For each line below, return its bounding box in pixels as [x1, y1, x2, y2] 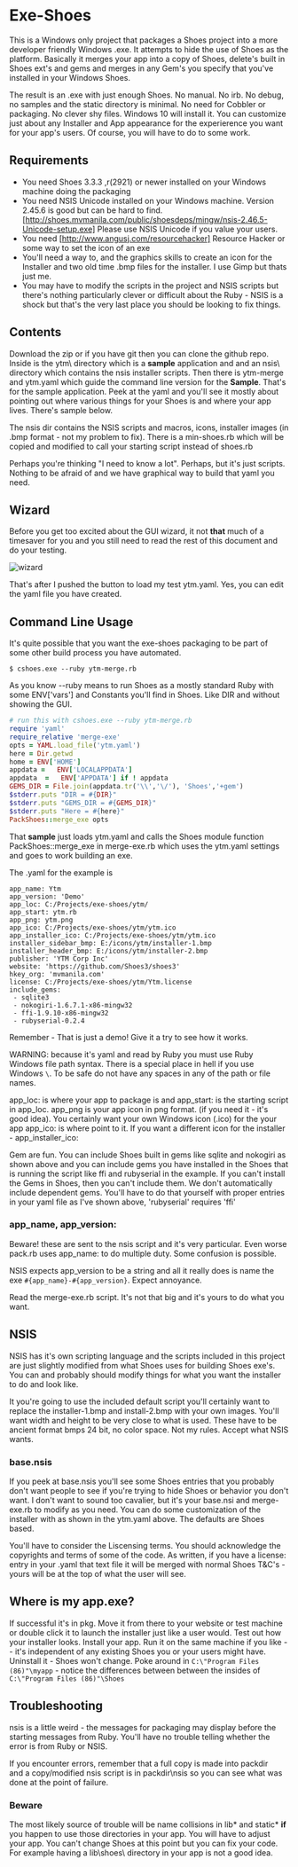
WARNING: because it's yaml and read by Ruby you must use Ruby [9, 1048, 254, 1060]
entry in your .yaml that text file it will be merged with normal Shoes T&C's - [9, 1558, 286, 1570]
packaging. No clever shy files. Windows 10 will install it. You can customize [9, 108, 286, 119]
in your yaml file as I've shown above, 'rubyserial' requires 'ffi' [9, 1196, 237, 1207]
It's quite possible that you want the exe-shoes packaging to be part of [9, 638, 269, 648]
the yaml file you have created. [9, 589, 122, 600]
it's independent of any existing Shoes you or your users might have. [14, 1646, 266, 1657]
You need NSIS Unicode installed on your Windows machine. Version [21, 195, 275, 206]
